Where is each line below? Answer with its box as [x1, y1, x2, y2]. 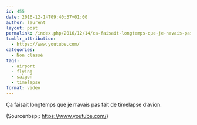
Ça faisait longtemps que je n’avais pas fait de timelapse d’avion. [6, 101, 162, 108]
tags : [6, 58, 19, 63]
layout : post [6, 25, 38, 31]
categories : [6, 47, 35, 53]
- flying [11, 69, 33, 75]
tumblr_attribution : [6, 36, 57, 42]
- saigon [11, 74, 33, 80]
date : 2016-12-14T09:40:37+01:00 [6, 14, 88, 20]
